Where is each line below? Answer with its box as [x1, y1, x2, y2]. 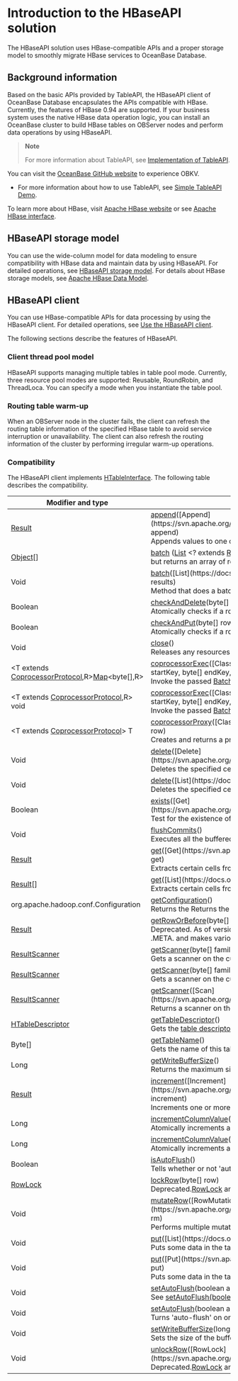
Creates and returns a [150, 735, 223, 745]
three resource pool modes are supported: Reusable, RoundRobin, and [7, 376, 213, 384]
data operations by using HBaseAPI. [7, 128, 112, 136]
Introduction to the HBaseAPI [7, 5, 182, 21]
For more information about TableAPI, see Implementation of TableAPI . [24, 155, 230, 164]
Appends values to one [150, 537, 228, 547]
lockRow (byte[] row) [150, 1175, 220, 1185]
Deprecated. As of [150, 924, 211, 934]
